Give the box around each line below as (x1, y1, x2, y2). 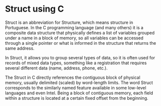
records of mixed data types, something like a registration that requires (5, 60, 147, 66)
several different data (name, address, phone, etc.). (5, 65, 108, 71)
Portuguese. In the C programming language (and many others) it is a (5, 24, 144, 30)
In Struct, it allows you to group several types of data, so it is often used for (5, 54, 155, 60)
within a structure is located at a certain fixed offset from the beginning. (5, 95, 149, 101)
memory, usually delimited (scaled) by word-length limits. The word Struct (5, 79, 153, 86)
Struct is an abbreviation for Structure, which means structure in (5, 19, 133, 25)
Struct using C (5, 3, 64, 15)
